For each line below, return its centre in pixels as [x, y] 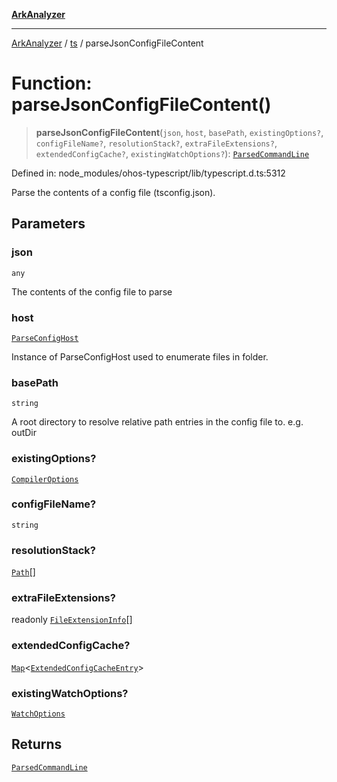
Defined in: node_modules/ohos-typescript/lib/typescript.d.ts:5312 [148, 173]
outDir [24, 433]
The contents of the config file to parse [92, 291]
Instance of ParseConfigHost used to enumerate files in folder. [140, 356]
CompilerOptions [45, 479]
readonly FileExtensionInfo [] [72, 620]
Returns [37, 744]
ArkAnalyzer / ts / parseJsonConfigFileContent [107, 43]
